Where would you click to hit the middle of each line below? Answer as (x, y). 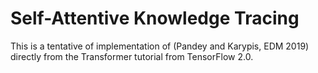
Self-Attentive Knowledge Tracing (155, 18)
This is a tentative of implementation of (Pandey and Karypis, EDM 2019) (160, 46)
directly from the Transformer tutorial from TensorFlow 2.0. (132, 56)
